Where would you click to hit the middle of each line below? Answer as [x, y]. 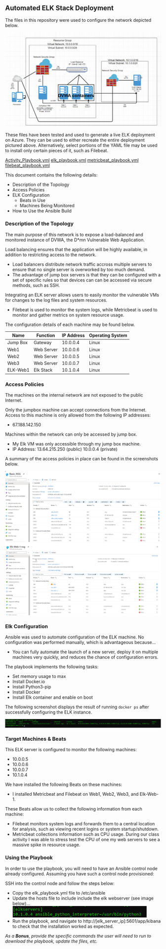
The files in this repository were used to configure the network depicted [78, 20]
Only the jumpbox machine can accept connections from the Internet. [76, 410]
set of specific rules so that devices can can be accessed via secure [82, 280]
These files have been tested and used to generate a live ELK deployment [80, 135]
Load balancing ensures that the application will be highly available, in [76, 249]
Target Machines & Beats [36, 739]
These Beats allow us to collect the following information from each [74, 809]
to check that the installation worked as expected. [63, 926]
